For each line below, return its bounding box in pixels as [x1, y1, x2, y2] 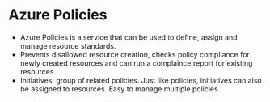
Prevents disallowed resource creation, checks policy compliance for [19, 49, 251, 59]
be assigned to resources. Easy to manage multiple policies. [19, 83, 221, 94]
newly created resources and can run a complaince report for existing [19, 58, 253, 68]
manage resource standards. [19, 40, 116, 50]
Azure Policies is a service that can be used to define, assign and [19, 32, 238, 42]
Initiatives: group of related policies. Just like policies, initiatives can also [19, 75, 262, 85]
